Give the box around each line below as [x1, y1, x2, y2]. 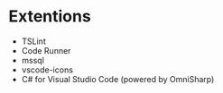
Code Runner [21, 45, 71, 55]
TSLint [21, 36, 46, 46]
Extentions [8, 6, 91, 27]
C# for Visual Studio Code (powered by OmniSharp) [21, 73, 215, 84]
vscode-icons [21, 64, 74, 75]
